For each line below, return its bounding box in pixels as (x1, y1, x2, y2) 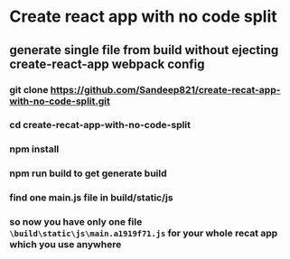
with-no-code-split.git (9, 95, 111, 107)
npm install (9, 143, 60, 155)
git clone (9, 83, 49, 96)
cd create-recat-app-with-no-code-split (9, 119, 192, 132)
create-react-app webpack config (9, 56, 205, 71)
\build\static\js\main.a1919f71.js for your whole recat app (9, 227, 278, 240)
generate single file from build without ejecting (9, 42, 279, 58)
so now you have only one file (9, 216, 143, 228)
